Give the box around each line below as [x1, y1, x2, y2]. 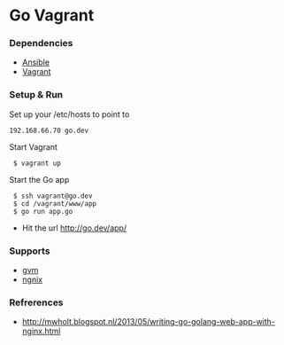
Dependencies [9, 37, 73, 50]
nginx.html [21, 325, 61, 337]
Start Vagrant [9, 141, 58, 152]
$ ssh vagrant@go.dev [12, 192, 93, 200]
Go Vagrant [9, 5, 95, 26]
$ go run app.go [12, 207, 73, 216]
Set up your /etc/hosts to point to [9, 108, 130, 120]
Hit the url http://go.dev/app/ [21, 223, 127, 233]
